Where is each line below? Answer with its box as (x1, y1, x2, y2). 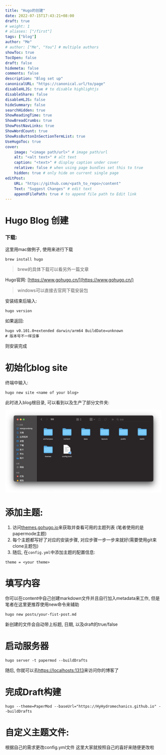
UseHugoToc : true (5, 139, 41, 144)
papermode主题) (12, 530, 47, 536)
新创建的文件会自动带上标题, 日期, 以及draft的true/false (5, 621, 118, 627)
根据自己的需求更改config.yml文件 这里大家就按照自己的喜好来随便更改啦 (5, 744, 155, 750)
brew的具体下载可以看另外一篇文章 (17, 266, 89, 272)
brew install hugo (5, 256, 43, 262)
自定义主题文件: (5, 727, 70, 738)
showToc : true (5, 50, 35, 55)
